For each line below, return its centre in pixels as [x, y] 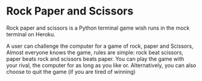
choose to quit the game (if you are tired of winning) [71, 71]
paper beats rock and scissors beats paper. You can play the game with [95, 59]
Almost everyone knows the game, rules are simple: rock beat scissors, [95, 52]
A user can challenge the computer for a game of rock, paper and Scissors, [100, 46]
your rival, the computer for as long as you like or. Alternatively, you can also [101, 65]
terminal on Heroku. [31, 34]
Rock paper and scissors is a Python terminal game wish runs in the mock [98, 28]
